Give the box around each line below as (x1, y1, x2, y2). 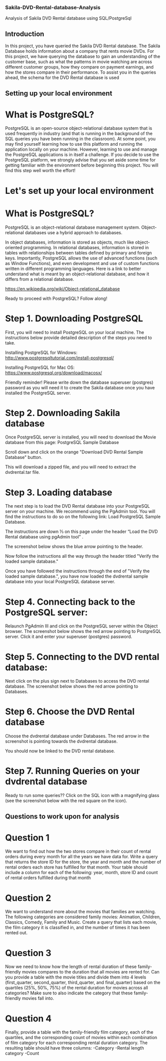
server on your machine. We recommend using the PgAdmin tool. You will (5, 509, 156, 515)
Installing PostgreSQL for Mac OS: (5, 364, 75, 370)
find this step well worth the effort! (5, 168, 76, 174)
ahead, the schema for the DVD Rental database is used (5, 75, 119, 81)
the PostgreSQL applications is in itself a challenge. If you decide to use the (5, 152, 160, 158)
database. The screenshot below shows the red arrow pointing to (5, 683, 139, 690)
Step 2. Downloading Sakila (5, 407, 120, 419)
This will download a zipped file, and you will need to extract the (5, 464, 136, 470)
